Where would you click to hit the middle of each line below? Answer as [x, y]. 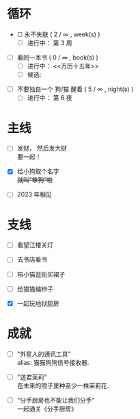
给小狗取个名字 [38, 171]
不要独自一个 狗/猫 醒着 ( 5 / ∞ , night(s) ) [75, 89]
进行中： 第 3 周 [50, 42]
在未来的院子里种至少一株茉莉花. [63, 385]
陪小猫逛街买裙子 [41, 274]
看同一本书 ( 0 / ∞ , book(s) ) [58, 58]
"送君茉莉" [32, 377]
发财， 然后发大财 [42, 149]
